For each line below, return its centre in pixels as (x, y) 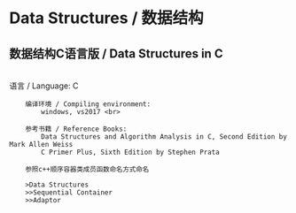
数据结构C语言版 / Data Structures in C (116, 53)
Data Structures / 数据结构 (106, 18)
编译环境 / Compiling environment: (88, 104)
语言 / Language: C (44, 86)
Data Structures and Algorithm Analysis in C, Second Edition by (164, 137)
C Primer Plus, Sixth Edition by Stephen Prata (130, 152)
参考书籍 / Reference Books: (76, 129)
